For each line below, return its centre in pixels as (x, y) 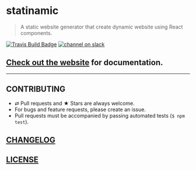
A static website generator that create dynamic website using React (101, 27)
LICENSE (22, 160)
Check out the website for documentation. (85, 63)
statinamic (32, 11)
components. (36, 33)
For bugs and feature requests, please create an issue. (80, 109)
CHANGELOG (31, 140)
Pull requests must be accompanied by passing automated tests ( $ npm (100, 115)
